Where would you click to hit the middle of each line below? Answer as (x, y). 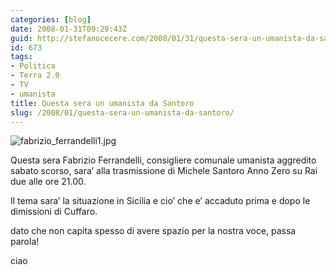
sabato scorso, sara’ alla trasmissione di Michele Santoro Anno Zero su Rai (164, 171)
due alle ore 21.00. (48, 182)
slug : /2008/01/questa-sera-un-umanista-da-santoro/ (122, 112)
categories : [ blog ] (51, 19)
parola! (25, 242)
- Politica (33, 66)
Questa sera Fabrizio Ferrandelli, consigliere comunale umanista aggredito (163, 160)
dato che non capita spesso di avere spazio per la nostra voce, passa (153, 231)
